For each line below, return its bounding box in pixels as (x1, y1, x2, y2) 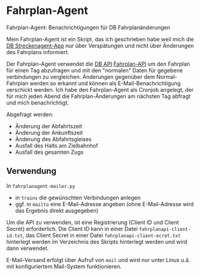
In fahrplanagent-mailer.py (6, 182, 75, 189)
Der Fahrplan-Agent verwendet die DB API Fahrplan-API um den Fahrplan (6, 60, 190, 67)
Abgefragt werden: (6, 111, 53, 118)
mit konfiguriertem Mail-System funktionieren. (6, 263, 122, 270)
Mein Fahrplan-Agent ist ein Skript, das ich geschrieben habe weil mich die (6, 35, 195, 43)
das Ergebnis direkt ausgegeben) (15, 207, 98, 214)
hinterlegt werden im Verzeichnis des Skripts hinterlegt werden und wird (6, 238, 187, 245)
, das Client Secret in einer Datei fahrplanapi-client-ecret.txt (22, 232, 181, 239)
